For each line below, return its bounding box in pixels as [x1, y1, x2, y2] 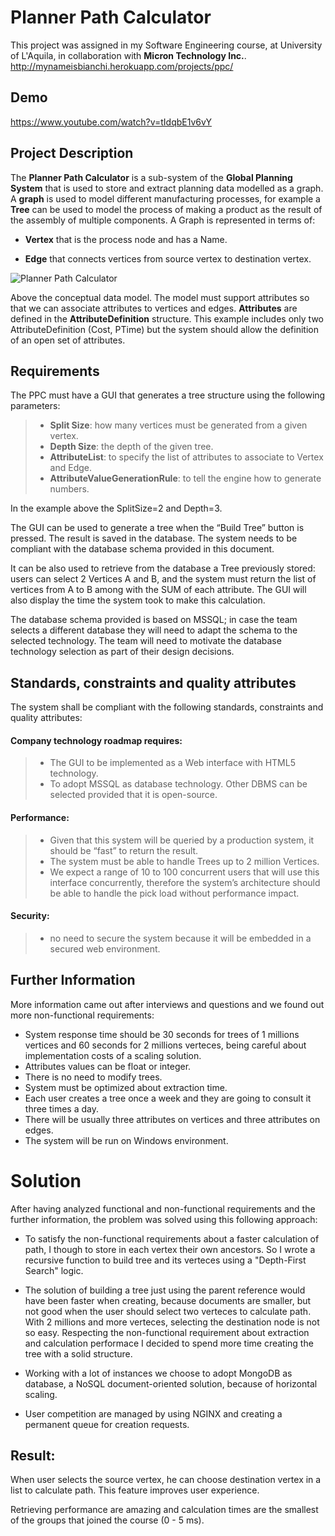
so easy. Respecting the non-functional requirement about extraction [24, 1326, 310, 1338]
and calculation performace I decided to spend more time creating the [24, 1337, 314, 1349]
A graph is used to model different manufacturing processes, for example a [10, 192, 321, 205]
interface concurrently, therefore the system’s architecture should [49, 876, 321, 888]
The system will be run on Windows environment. [24, 1134, 229, 1146]
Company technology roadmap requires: [10, 734, 183, 746]
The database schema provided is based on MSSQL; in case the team [10, 614, 298, 626]
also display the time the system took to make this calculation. [10, 594, 266, 606]
